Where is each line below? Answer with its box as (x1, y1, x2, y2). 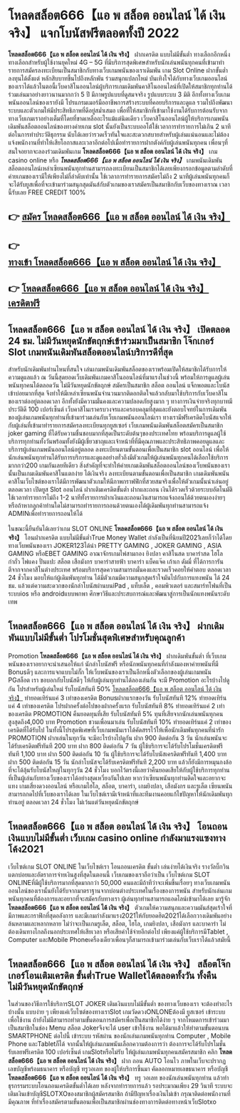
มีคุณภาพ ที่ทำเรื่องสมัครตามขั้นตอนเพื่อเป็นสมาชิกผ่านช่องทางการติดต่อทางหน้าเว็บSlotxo (8, 1097, 216, 1106)
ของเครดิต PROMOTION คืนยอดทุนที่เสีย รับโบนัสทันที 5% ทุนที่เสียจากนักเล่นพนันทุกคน (8, 709, 224, 718)
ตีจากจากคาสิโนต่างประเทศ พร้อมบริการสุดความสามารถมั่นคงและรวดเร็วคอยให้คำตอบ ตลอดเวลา (8, 565, 231, 574)
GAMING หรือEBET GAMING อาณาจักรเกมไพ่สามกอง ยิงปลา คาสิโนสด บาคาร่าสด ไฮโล (8, 549, 224, 557)
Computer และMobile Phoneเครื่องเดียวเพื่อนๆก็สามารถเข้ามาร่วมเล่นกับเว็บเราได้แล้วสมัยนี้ (8, 935, 231, 943)
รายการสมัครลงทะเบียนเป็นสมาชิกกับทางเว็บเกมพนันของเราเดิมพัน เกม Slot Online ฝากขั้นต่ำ (8, 66, 229, 74)
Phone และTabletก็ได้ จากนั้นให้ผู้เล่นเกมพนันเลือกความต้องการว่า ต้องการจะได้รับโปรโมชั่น (8, 1040, 226, 1048)
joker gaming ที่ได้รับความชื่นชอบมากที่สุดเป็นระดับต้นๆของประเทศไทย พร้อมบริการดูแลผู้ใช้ (8, 429, 226, 438)
